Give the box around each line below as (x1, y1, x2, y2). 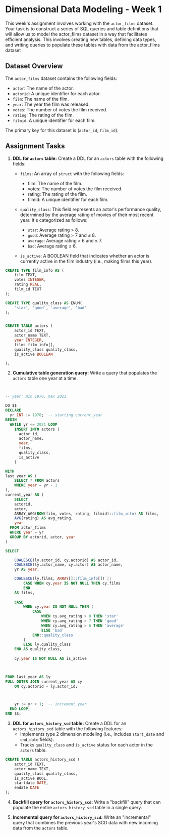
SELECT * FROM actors (14, 478, 60, 483)
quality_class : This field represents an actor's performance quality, (20, 206, 161, 212)
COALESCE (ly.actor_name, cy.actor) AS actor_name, (14, 562, 123, 567)
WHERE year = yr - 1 (14, 483, 58, 488)
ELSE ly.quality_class (23, 642, 71, 647)
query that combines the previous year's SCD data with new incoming (12, 820, 158, 826)
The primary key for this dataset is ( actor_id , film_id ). (5, 127, 119, 133)
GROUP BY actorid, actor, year (10, 534, 76, 539)
